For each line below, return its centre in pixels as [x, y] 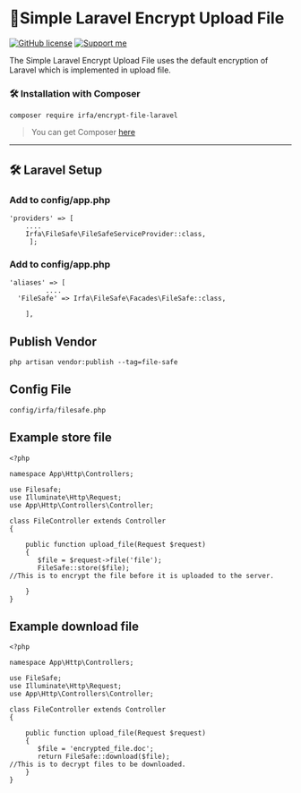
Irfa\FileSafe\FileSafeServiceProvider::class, [116, 234]
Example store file [60, 438]
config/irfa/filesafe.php [57, 410]
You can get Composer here [83, 132]
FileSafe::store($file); [83, 567]
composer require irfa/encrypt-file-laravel [94, 115]
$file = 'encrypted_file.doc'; [95, 749]
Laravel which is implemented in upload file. [90, 70]
